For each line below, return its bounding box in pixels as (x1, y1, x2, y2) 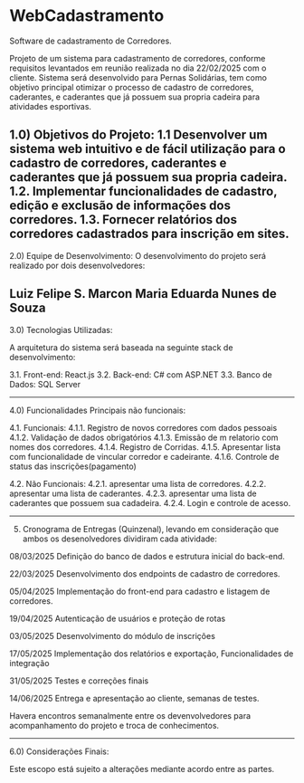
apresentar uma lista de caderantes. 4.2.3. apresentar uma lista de (9, 488, 257, 499)
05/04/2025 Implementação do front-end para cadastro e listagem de (9, 586, 271, 597)
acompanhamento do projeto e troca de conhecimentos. (9, 720, 220, 730)
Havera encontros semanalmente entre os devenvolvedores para (9, 710, 252, 721)
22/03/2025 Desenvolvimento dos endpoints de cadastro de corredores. (9, 568, 280, 579)
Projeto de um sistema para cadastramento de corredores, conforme (9, 53, 266, 63)
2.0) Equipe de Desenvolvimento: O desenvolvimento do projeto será (9, 250, 267, 261)
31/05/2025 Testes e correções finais (9, 675, 149, 686)
